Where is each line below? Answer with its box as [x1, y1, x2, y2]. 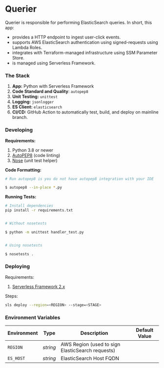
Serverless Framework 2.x [12, 284, 65, 290]
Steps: [5, 293, 18, 299]
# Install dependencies [5, 203, 54, 208]
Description [80, 330, 108, 336]
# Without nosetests [5, 221, 47, 226]
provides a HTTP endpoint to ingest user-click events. [12, 34, 121, 40]
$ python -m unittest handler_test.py [5, 230, 84, 234]
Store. [12, 55, 24, 60]
